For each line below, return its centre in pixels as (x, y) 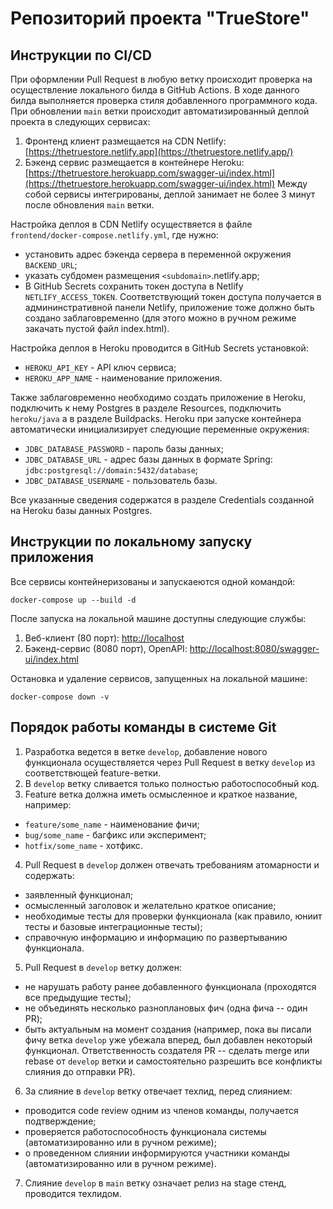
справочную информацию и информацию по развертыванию (156, 937)
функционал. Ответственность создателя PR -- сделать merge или (167, 1050)
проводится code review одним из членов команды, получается (161, 1110)
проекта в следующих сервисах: (80, 121)
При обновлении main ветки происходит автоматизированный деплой (160, 111)
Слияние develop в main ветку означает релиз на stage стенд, (155, 1183)
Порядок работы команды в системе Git (143, 727)
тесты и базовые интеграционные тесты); (113, 926)
